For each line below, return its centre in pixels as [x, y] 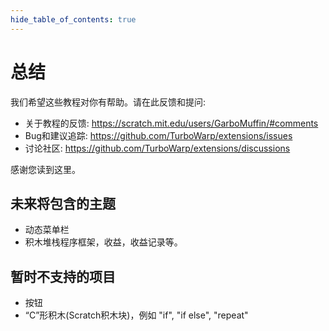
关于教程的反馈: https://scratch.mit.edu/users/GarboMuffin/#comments [171, 123]
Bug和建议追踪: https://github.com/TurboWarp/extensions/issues [158, 135]
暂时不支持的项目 [63, 276]
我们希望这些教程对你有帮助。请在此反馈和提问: [108, 102]
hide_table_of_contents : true [73, 19]
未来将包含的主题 [63, 203]
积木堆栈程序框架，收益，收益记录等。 [103, 242]
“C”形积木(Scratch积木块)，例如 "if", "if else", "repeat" [136, 315]
